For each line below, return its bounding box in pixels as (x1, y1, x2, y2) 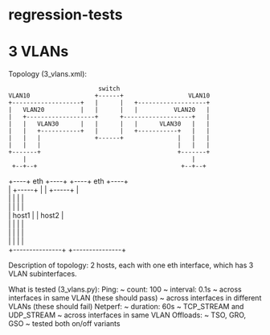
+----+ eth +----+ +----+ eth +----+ (8, 176, 129, 186)
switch (97, 85, 121, 93)
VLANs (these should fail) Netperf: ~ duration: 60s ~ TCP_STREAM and (8, 302, 244, 312)
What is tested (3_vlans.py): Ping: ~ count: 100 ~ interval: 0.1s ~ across (8, 284, 243, 295)
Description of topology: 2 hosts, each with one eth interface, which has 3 (8, 260, 254, 271)
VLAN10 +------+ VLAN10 (8, 92, 211, 100)
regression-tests (8, 6, 123, 24)
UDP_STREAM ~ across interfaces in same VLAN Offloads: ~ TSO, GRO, (8, 310, 247, 320)
